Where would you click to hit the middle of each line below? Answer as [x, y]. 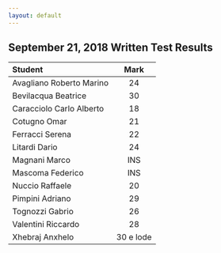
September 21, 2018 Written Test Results [111, 48]
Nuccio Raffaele [42, 186]
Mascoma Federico [48, 173]
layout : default [35, 15]
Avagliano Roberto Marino [61, 83]
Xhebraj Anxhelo [43, 237]
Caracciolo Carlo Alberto [58, 109]
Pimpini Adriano [42, 198]
